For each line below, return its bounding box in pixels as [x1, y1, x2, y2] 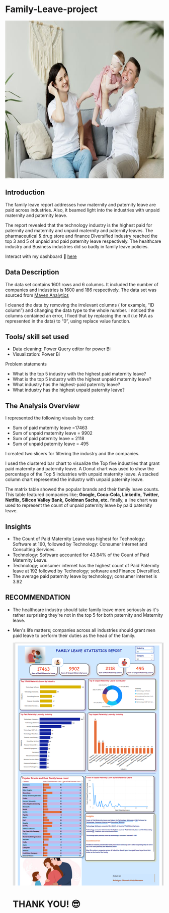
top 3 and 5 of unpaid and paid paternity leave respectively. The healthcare [5, 238, 161, 244]
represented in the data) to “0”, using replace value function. [5, 318, 131, 324]
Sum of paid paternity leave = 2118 [12, 436, 84, 442]
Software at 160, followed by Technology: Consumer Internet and [12, 541, 147, 547]
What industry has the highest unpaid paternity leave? [12, 387, 125, 393]
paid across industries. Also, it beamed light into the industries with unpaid [5, 207, 160, 213]
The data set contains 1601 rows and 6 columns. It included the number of [5, 281, 158, 287]
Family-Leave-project [5, 4, 98, 15]
